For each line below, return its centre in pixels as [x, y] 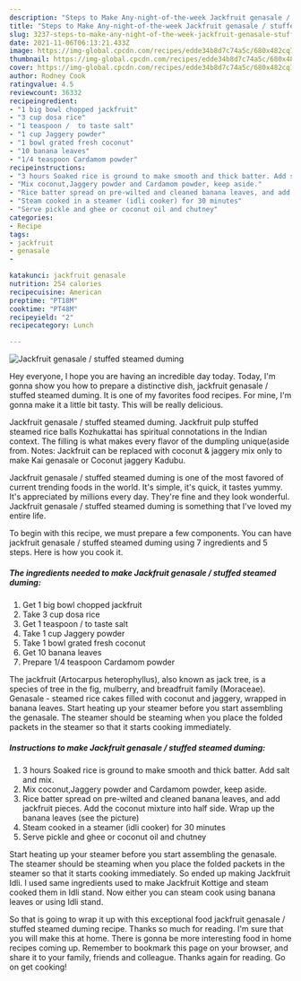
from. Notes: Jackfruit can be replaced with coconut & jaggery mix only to [146, 451]
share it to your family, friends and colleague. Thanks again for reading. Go [147, 958]
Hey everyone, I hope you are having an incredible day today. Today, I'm [142, 377]
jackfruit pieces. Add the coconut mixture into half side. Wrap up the [148, 809]
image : [21, 51]
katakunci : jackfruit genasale [68, 276]
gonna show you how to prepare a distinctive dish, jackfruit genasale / [139, 386]
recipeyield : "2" [42, 317]
